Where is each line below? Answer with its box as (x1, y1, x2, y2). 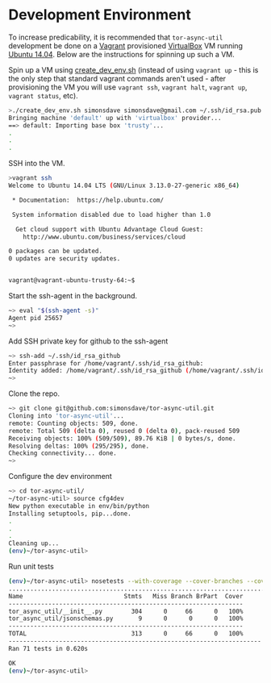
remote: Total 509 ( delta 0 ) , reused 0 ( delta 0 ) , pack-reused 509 (8, 427, 240, 435)
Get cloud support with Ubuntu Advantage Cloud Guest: (15, 225, 204, 233)
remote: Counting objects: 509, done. (8, 419, 139, 427)
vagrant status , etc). (8, 90, 78, 100)
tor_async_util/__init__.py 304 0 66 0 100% (8, 607, 244, 615)
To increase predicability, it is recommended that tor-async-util (8, 32, 223, 42)
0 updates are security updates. (8, 255, 121, 263)
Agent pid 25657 (8, 314, 63, 322)
